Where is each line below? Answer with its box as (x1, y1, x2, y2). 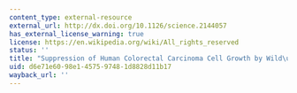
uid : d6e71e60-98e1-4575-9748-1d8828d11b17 (9, 63, 172, 72)
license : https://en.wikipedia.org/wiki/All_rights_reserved (9, 37, 240, 47)
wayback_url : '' (9, 71, 69, 80)
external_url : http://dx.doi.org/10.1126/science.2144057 (9, 21, 227, 30)
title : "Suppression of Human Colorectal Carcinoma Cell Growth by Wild (9, 54, 283, 63)
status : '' (9, 46, 49, 55)
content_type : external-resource (9, 12, 133, 22)
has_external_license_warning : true (9, 29, 144, 38)
